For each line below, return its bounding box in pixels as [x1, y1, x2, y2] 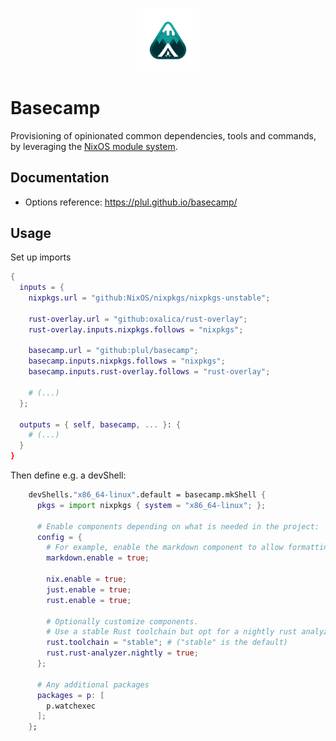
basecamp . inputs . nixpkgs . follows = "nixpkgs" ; [28, 356, 226, 367]
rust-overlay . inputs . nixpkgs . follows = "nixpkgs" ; [28, 324, 244, 335]
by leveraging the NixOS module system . [10, 140, 178, 152]
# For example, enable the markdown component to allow [46, 543, 284, 553]
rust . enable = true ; [46, 595, 132, 605]
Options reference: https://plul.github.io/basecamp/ [24, 196, 238, 208]
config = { [36, 532, 83, 542]
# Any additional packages [36, 679, 150, 690]
